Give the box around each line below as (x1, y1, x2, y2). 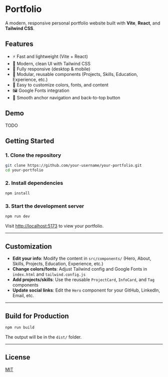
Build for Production (5, 312, 69, 320)
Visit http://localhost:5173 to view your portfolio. (5, 223, 104, 229)
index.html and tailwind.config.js (12, 271, 86, 278)
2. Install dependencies (5, 179, 63, 186)
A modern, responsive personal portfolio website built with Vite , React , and (5, 20, 160, 26)
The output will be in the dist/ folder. (5, 334, 82, 340)
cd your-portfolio (5, 168, 43, 173)
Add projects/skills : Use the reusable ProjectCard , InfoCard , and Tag (12, 277, 155, 283)
